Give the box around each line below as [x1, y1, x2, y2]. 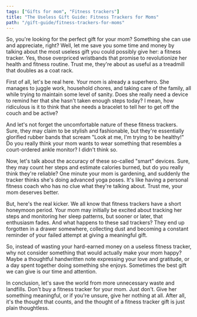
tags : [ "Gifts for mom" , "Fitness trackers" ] [6, 8, 119, 15]
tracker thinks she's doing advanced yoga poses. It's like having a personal [6, 176, 189, 183]
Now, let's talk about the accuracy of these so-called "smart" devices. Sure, [6, 157, 190, 165]
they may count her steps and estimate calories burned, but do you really [6, 164, 183, 171]
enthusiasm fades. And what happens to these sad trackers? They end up [6, 219, 185, 226]
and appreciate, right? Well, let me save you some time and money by [6, 42, 175, 49]
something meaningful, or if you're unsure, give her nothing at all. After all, [6, 292, 186, 299]
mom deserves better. [6, 189, 60, 196]
